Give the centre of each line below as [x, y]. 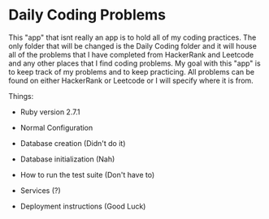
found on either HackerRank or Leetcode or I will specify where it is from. [131, 80]
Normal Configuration [56, 127]
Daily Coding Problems [87, 15]
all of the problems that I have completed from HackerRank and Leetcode [131, 54]
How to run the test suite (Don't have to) [87, 174]
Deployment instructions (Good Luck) [83, 206]
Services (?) [40, 190]
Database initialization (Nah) [67, 159]
